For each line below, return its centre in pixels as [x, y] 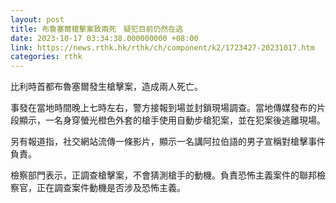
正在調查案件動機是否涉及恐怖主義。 [111, 188]
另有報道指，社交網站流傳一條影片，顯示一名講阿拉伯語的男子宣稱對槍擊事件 [168, 142]
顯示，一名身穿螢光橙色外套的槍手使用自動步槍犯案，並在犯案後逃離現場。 [172, 120]
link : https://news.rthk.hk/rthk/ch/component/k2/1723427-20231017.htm [162, 47]
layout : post [37, 19]
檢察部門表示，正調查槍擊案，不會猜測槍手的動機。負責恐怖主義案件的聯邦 [163, 175]
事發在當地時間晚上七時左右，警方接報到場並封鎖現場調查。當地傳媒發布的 [163, 108]
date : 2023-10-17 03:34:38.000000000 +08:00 [104, 38]
